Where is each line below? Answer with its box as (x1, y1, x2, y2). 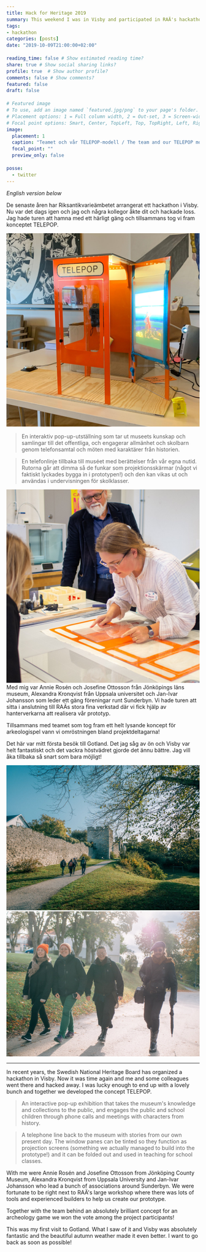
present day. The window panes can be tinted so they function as (21, 1137, 187, 1145)
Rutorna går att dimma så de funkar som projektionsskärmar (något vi (21, 464, 197, 471)
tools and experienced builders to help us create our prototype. (6, 1195, 167, 1202)
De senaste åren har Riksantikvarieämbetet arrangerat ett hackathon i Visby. (6, 201, 199, 209)
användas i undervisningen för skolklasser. (21, 477, 130, 484)
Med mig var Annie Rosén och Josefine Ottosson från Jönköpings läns (6, 683, 185, 690)
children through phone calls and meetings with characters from (21, 1113, 184, 1120)
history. (21, 1119, 41, 1126)
